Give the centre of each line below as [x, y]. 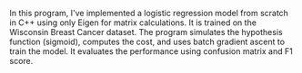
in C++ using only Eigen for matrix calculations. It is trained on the [133, 23]
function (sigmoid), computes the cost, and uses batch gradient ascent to [147, 41]
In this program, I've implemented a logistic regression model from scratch [149, 13]
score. [21, 61]
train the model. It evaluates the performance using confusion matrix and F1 [151, 51]
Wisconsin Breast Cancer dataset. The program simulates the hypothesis [146, 32]
